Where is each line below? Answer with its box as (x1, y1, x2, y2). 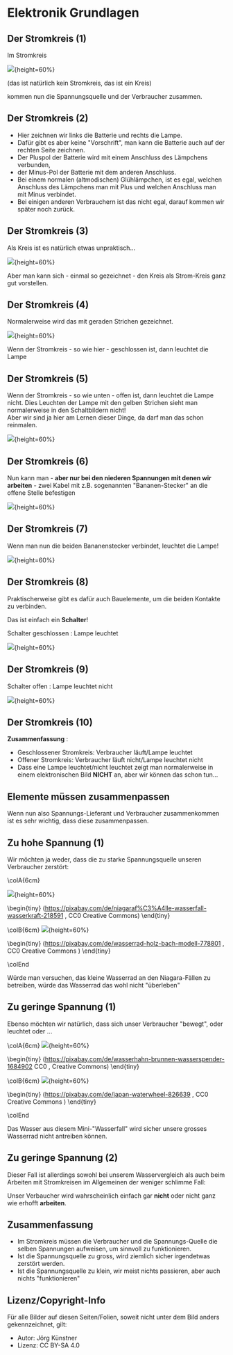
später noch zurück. (17, 205, 75, 213)
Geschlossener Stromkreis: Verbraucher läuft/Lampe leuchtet (17, 748, 193, 756)
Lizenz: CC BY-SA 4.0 (17, 1341, 80, 1349)
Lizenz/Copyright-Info (7, 1294, 106, 1306)
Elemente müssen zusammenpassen (7, 791, 170, 802)
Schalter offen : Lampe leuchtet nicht (7, 682, 113, 690)
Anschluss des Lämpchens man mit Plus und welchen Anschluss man (17, 182, 216, 191)
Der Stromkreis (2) (7, 113, 89, 125)
